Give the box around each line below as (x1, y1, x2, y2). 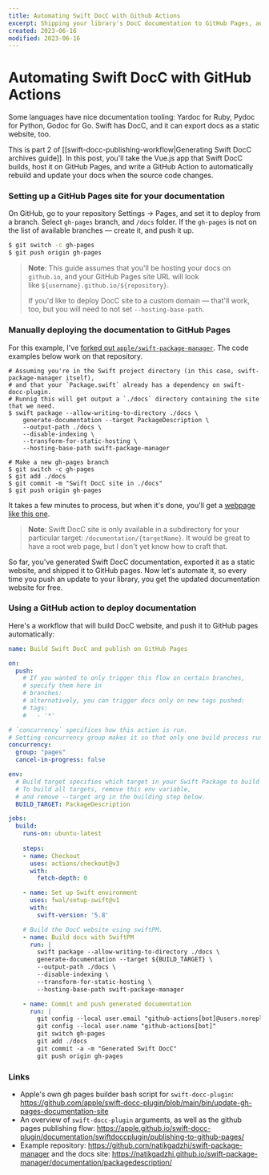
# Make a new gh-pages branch (8, 458, 110, 466)
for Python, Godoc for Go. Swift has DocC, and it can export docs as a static (8, 121, 260, 131)
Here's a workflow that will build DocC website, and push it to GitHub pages (8, 620, 259, 630)
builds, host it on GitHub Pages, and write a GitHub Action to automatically (8, 162, 254, 172)
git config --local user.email (37, 1014, 142, 1023)
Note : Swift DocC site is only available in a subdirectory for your (27, 524, 239, 534)
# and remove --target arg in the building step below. (15, 792, 206, 801)
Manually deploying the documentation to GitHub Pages (8, 324, 231, 335)
